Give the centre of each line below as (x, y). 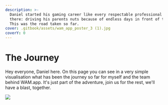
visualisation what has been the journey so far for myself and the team (78, 77)
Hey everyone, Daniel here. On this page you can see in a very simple (77, 71)
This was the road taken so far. (44, 24)
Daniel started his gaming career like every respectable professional (86, 14)
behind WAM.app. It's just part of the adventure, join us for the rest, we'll (80, 82)
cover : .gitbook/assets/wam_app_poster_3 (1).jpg (58, 28)
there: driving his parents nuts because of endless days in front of (85, 19)
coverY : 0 (15, 33)
